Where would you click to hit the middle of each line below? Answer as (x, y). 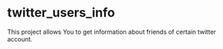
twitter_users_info (61, 13)
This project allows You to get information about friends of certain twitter (112, 32)
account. (20, 39)
